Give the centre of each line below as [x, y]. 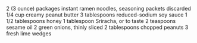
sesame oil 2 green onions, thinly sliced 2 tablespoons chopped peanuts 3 [97, 27]
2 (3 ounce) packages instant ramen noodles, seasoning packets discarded [99, 9]
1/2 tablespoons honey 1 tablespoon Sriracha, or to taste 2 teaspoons [91, 21]
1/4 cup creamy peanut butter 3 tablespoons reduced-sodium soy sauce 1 [97, 15]
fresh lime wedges [29, 34]
